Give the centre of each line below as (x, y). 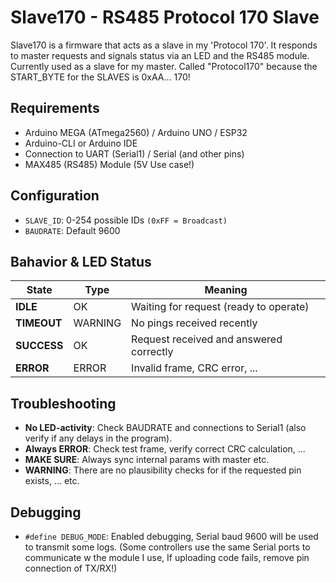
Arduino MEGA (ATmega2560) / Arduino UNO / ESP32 (136, 132)
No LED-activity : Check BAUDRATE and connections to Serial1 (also (165, 428)
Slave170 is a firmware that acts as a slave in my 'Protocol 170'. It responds (164, 45)
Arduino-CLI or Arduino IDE (81, 143)
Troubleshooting (63, 403)
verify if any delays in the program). (98, 438)
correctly (152, 352)
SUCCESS (39, 346)
